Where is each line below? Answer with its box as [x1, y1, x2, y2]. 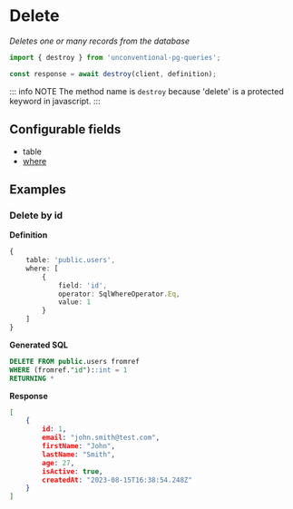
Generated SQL [9, 339, 68, 350]
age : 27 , [42, 458, 75, 467]
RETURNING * [9, 374, 54, 383]
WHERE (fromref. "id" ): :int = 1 [9, 365, 128, 375]
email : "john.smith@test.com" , [42, 433, 161, 443]
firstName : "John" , [42, 442, 116, 451]
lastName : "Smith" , [42, 450, 116, 459]
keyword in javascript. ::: [9, 95, 101, 106]
